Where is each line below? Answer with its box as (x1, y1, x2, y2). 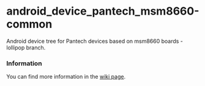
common (6, 17, 53, 31)
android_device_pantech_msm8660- (6, 4, 199, 18)
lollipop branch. (6, 44, 46, 51)
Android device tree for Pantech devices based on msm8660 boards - (6, 37, 184, 45)
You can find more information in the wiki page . (6, 73, 126, 81)
